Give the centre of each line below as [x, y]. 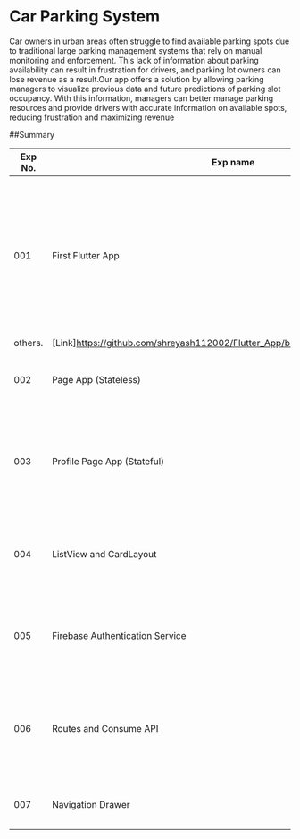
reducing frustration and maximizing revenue [92, 117]
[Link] [65, 343]
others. [29, 343]
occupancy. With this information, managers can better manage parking [142, 98]
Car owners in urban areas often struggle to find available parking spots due [150, 41]
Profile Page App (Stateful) [108, 461]
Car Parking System [85, 17]
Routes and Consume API [105, 728]
